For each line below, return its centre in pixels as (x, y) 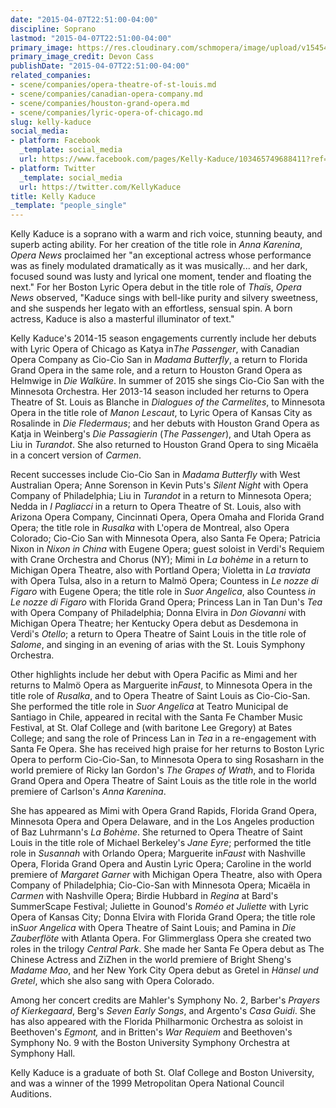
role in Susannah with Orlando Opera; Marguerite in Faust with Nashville (158, 853)
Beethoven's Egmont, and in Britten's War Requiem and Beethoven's (151, 1032)
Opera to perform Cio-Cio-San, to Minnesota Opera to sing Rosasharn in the (167, 760)
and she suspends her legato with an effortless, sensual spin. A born (151, 308)
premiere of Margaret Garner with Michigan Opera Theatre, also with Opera (166, 875)
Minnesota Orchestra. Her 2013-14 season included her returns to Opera (160, 392)
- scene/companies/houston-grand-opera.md (100, 103)
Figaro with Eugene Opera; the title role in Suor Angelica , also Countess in (163, 592)
